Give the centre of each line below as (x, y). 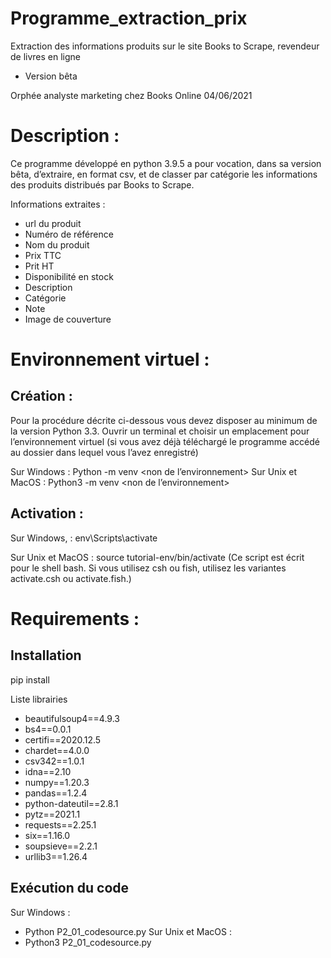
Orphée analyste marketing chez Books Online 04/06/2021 (131, 95)
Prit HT (39, 266)
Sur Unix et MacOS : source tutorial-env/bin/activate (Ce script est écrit (157, 557)
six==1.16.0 (47, 835)
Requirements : (75, 618)
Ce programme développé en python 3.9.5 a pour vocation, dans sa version (166, 163)
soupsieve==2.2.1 (61, 846)
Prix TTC (43, 255)
